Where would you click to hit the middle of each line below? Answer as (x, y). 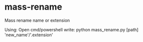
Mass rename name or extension (37, 20)
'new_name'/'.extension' (29, 35)
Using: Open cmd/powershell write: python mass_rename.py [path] (71, 29)
